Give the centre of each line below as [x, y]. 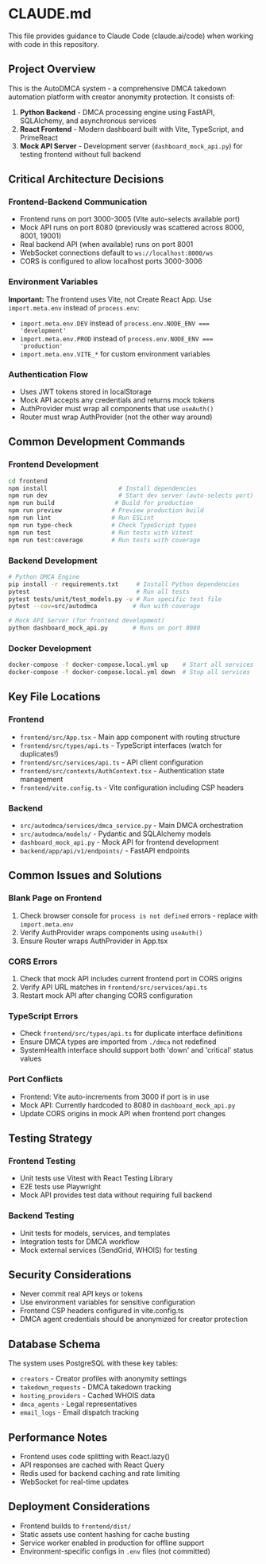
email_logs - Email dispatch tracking [79, 1412]
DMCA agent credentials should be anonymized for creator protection [134, 1319]
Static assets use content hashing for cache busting [105, 1534]
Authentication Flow [48, 374]
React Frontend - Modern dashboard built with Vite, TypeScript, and [131, 129]
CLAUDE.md [50, 14]
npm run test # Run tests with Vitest [101, 533]
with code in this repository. [54, 44]
